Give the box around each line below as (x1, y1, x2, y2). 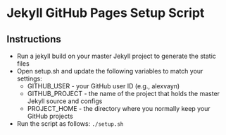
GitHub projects (27, 112, 73, 120)
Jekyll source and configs (27, 97, 103, 105)
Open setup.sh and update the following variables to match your (16, 67, 203, 75)
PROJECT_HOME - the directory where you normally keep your (27, 105, 211, 112)
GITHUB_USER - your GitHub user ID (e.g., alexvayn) (27, 82, 180, 90)
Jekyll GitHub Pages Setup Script (6, 5, 205, 21)
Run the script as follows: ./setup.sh (16, 119, 124, 128)
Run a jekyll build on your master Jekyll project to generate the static (16, 52, 216, 60)
